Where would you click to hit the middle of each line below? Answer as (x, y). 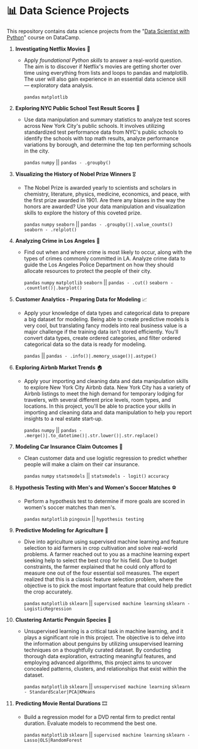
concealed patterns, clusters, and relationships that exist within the (105, 668)
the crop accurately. (48, 592)
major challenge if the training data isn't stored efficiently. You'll (101, 331)
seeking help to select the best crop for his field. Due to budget (100, 560)
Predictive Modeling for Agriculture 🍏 (62, 530)
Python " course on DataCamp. (44, 37)
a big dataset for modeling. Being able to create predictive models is (107, 319)
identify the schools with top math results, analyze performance (101, 138)
